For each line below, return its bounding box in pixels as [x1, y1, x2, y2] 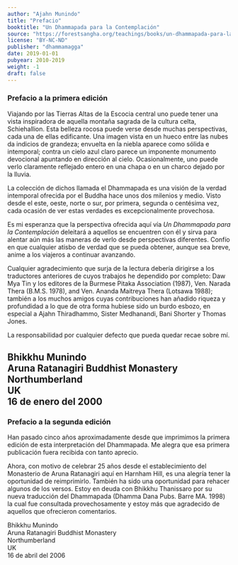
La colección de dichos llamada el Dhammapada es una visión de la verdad [7, 183, 227, 192]
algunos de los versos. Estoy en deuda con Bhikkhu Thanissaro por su [7, 485, 212, 493]
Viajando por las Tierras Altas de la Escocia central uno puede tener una [7, 109, 218, 118]
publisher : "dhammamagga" [7, 43, 84, 50]
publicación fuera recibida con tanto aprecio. [7, 448, 139, 457]
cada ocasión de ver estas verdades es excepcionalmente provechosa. [7, 206, 215, 215]
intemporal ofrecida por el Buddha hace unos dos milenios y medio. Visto [7, 191, 222, 200]
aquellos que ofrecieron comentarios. [7, 507, 117, 516]
